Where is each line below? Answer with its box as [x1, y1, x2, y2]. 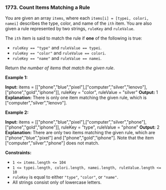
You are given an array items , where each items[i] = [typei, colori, [5, 15, 149, 21]
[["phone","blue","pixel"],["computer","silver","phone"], [35, 119, 147, 125]
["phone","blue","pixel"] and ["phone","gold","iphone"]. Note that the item [5, 135, 154, 141]
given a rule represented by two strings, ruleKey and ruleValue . [5, 26, 135, 32]
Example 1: [5, 75, 28, 81]
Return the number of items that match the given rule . [5, 65, 115, 71]
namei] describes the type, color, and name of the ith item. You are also [5, 20, 152, 26]
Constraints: [5, 150, 32, 156]
